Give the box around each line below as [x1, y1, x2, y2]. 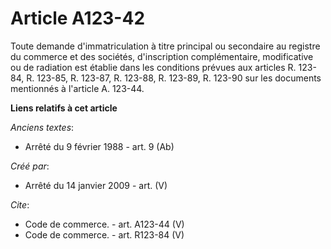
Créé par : [10, 160, 50, 172]
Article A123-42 [10, 7, 146, 30]
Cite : [10, 198, 30, 211]
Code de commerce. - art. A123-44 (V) [24, 218, 185, 230]
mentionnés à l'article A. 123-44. [10, 82, 145, 94]
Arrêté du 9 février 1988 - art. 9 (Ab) [24, 140, 175, 152]
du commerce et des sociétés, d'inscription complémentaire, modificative [10, 50, 314, 62]
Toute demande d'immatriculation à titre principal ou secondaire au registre [10, 40, 321, 52]
